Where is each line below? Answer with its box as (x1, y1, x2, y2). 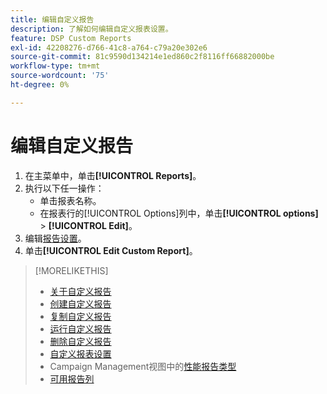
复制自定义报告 (49, 310, 112, 322)
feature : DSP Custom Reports (10, 33, 132, 43)
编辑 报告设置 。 (24, 232, 87, 244)
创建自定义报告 (49, 297, 112, 310)
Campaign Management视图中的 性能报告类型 (49, 360, 237, 372)
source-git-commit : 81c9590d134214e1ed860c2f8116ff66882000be (10, 52, 275, 62)
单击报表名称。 (39, 194, 102, 206)
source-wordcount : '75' (10, 71, 110, 81)
